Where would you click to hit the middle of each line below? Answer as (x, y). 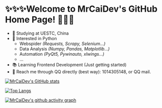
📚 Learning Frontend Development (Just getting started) (69, 65)
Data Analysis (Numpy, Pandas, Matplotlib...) (64, 49)
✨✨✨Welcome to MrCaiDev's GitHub (81, 9)
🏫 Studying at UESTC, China (40, 33)
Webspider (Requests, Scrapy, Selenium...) (62, 43)
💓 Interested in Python (34, 38)
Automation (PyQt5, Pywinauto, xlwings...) (62, 54)
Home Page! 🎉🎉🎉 (40, 20)
